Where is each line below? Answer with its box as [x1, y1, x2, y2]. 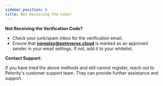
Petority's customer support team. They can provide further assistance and [5, 70, 159, 76]
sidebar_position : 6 [5, 7, 48, 12]
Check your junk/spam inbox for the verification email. [12, 35, 123, 41]
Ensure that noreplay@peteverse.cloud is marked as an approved [12, 40, 148, 46]
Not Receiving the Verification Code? [5, 25, 83, 31]
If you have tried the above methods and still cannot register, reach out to [5, 65, 155, 71]
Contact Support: [5, 55, 42, 61]
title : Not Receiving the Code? [5, 12, 72, 17]
